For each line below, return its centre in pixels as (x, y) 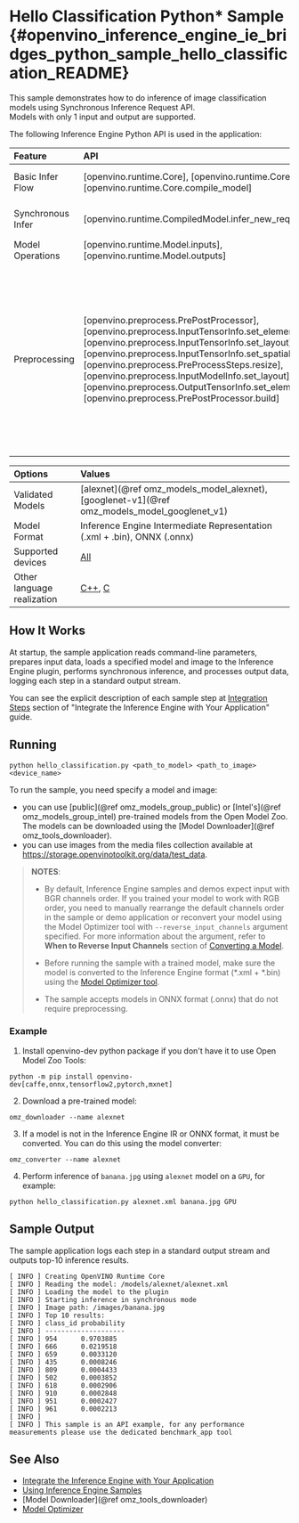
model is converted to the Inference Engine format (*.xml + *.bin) (162, 972)
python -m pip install (51, 1076)
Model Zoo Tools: (54, 1060)
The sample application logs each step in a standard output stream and (140, 1250)
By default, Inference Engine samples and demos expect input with (167, 889)
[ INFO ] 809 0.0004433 (63, 1370)
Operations (37, 256)
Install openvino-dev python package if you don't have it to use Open (149, 1051)
